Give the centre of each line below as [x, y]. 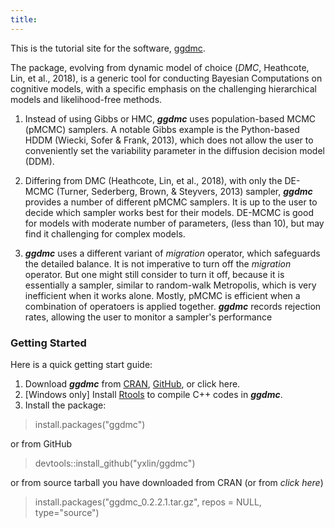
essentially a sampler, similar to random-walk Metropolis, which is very [170, 285]
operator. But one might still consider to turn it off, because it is [154, 274]
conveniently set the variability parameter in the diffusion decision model [174, 150]
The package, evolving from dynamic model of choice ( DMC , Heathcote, [160, 67]
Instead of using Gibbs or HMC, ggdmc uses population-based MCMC [170, 118]
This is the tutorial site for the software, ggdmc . [108, 48]
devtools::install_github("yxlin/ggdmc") [115, 463]
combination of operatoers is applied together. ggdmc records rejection [173, 306]
